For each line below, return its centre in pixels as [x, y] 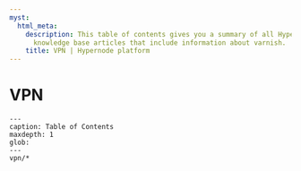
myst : [19, 17]
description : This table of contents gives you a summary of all [150, 34]
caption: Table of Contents [62, 127]
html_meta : [38, 26]
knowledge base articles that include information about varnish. [159, 43]
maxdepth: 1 [31, 135]
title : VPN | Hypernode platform [88, 51]
